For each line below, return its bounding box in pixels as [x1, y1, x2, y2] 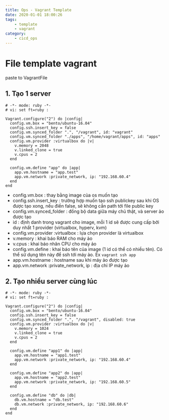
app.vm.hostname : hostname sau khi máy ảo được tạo [12, 257, 128, 263]
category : [5, 31, 26, 36]
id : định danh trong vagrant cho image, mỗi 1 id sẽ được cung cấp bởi [12, 219, 159, 225]
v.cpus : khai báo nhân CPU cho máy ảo [12, 240, 97, 247]
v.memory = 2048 [14, 143, 49, 148]
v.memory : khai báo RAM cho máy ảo [12, 235, 93, 241]
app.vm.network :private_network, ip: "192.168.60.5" [14, 380, 131, 385]
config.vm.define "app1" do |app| [10, 348, 83, 354]
